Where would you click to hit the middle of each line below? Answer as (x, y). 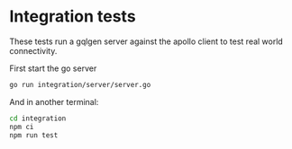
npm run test (34, 135)
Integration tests (73, 17)
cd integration (38, 118)
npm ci (22, 127)
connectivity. (33, 50)
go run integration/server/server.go (80, 84)
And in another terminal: (54, 101)
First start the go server (53, 68)
